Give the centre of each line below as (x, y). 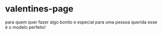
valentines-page (39, 9)
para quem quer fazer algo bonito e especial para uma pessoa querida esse (81, 22)
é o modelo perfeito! (25, 27)
